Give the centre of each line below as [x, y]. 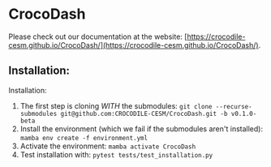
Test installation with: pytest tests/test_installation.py [116, 154]
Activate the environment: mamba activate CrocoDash [108, 146]
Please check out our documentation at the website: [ [98, 36]
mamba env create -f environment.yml [84, 138]
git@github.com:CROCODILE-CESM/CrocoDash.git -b [144, 113]
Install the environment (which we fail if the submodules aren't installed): [142, 128]
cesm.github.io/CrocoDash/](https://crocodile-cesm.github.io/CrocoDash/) [133, 45]
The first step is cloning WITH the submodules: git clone [116, 105]
